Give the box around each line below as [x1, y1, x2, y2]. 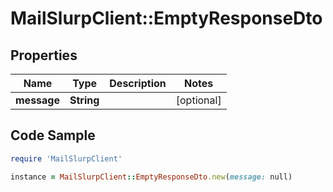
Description [109, 77, 167, 90]
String [69, 93, 100, 107]
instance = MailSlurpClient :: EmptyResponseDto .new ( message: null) [10, 172, 293, 182]
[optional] [175, 93, 222, 107]
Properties [10, 47, 78, 64]
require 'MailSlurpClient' [10, 153, 123, 164]
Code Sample [10, 127, 96, 144]
